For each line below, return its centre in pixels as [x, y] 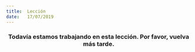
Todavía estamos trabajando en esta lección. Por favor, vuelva [99, 37]
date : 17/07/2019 [30, 17]
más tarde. [99, 44]
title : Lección [26, 11]
